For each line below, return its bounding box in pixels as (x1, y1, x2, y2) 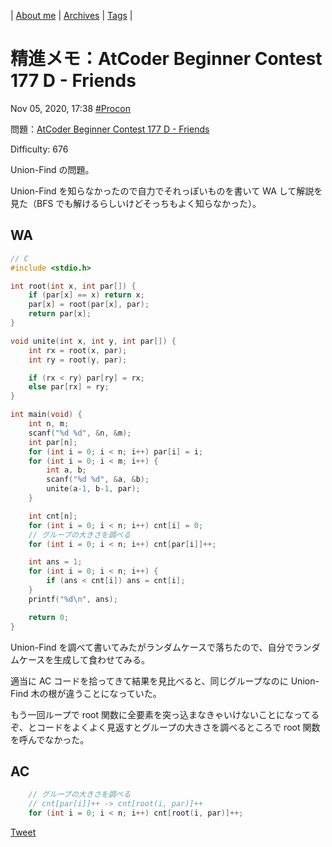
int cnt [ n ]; (28, 511, 78, 521)
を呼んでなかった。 (10, 733, 90, 745)
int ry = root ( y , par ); (28, 355, 128, 365)
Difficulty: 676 (10, 143, 69, 155)
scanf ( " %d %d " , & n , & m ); (28, 428, 132, 438)
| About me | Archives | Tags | (10, 10, 133, 21)
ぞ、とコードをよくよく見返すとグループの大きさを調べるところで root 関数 (10, 721, 321, 733)
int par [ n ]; (28, 437, 78, 447)
